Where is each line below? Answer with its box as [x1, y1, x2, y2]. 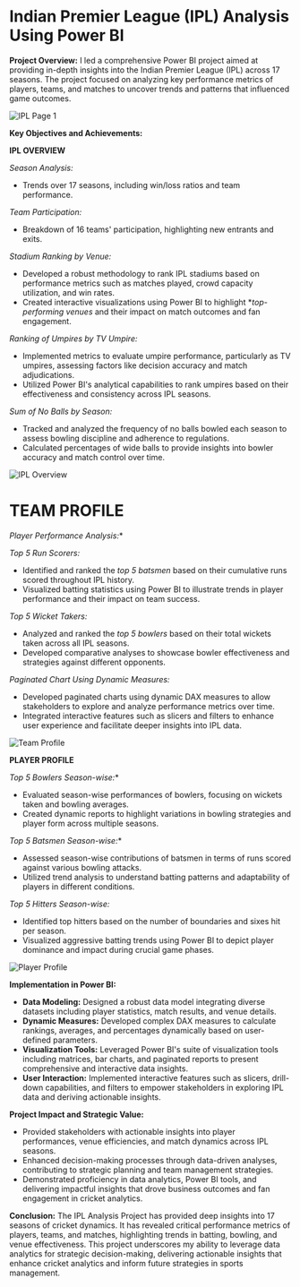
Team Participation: [9, 206, 82, 217]
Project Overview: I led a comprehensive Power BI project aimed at [9, 55, 259, 65]
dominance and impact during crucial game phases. [21, 944, 215, 955]
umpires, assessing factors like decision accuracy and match [21, 360, 248, 371]
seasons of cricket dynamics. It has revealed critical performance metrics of [9, 1220, 291, 1231]
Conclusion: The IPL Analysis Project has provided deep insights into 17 [9, 1210, 275, 1221]
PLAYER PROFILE [9, 754, 74, 765]
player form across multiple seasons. [21, 818, 159, 828]
